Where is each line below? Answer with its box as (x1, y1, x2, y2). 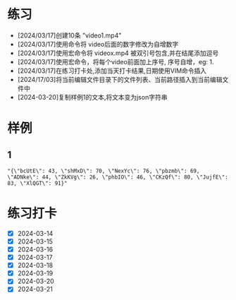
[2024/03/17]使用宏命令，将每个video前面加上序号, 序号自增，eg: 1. (17, 57, 214, 66)
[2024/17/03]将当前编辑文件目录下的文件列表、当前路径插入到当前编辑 (17, 75, 223, 83)
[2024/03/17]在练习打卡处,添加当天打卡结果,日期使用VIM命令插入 (17, 66, 207, 75)
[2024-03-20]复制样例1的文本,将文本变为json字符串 (17, 92, 168, 101)
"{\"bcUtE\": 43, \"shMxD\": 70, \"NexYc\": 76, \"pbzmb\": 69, (7, 167, 200, 174)
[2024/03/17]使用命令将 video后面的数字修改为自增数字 (17, 40, 179, 48)
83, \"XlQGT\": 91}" (7, 179, 68, 187)
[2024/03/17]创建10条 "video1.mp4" (17, 31, 122, 40)
